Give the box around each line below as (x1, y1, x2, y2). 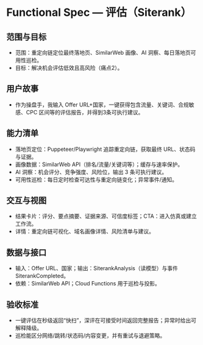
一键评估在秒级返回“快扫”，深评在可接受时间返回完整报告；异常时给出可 (15, 317, 197, 324)
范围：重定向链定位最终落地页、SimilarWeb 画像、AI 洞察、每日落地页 (15, 49, 191, 56)
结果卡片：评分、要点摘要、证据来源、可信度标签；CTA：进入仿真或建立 (15, 212, 197, 220)
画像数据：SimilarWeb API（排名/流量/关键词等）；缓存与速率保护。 (15, 161, 183, 168)
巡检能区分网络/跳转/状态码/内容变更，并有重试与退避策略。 (15, 332, 166, 340)
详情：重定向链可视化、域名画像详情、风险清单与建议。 (15, 228, 154, 235)
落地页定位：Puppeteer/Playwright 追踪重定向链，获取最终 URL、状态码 (15, 145, 196, 153)
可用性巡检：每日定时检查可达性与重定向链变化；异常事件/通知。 (15, 176, 178, 183)
